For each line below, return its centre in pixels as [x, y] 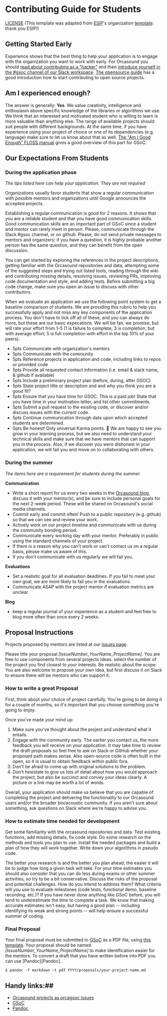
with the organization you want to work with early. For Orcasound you [77, 62]
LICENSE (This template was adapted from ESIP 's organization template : [80, 23]
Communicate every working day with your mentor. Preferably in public [85, 535]
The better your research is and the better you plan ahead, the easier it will [82, 863]
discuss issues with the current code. [51, 412]
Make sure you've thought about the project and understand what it [82, 729]
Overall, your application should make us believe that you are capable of [79, 792]
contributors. [18, 292]
